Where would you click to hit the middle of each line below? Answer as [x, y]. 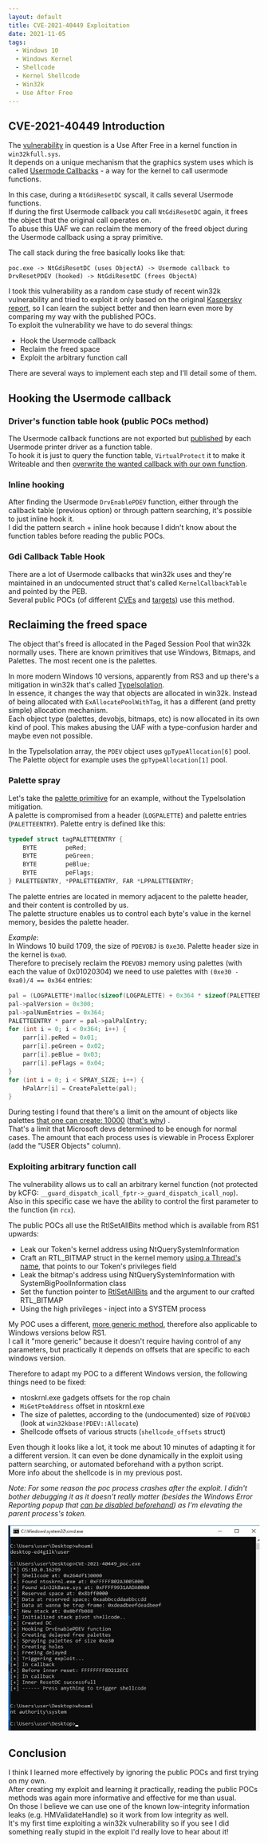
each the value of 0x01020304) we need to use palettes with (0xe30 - [124, 971]
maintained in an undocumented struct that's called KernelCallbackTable [128, 583]
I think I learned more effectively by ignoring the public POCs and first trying [134, 1772]
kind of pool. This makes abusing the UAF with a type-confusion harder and [133, 727]
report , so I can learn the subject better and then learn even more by [121, 309]
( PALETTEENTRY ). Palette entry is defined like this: [87, 823]
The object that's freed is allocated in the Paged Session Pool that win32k [130, 644]
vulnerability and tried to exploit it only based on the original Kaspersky [125, 300]
